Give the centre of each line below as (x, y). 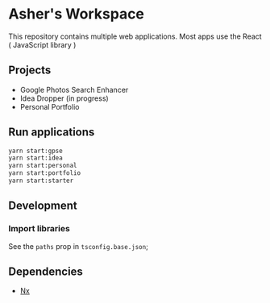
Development (43, 206)
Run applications (52, 133)
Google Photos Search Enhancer (74, 89)
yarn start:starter (41, 181)
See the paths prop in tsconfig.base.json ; (79, 246)
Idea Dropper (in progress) (64, 98)
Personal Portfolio (50, 106)
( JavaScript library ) (42, 44)
